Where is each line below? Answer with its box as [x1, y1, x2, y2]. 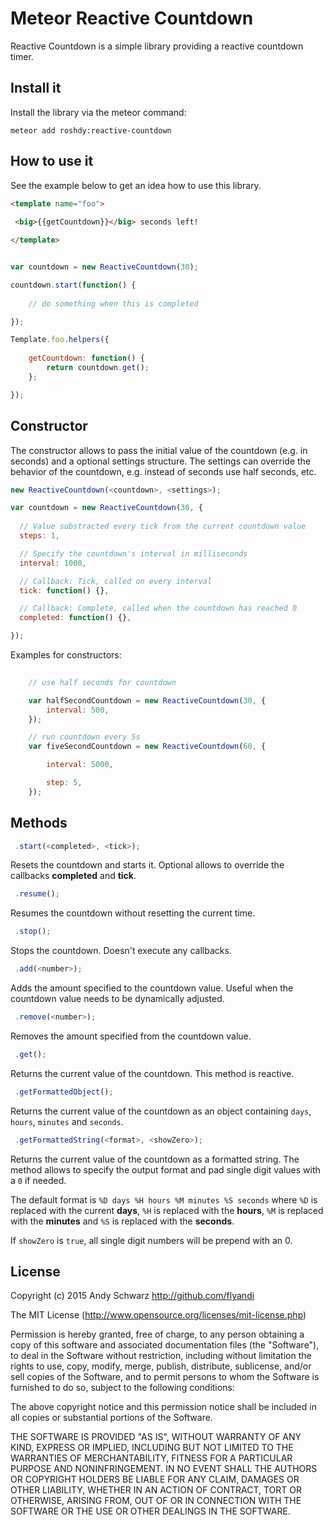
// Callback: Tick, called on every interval [19, 576, 213, 586]
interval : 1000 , [19, 558, 87, 568]
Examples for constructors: [10, 649, 122, 661]
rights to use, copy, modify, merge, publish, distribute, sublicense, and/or [10, 1360, 312, 1372]
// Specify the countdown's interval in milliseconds [19, 548, 248, 559]
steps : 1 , [19, 531, 60, 541]
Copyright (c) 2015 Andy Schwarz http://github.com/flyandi [10, 1290, 255, 1302]
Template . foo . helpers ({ [10, 335, 110, 345]
